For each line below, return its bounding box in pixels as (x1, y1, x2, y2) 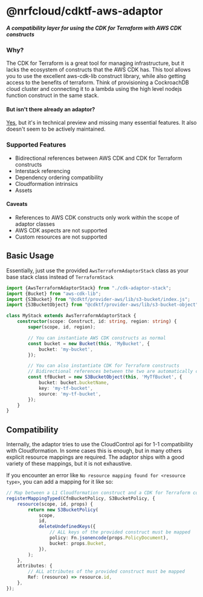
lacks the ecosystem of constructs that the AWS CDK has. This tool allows (6, 66, 191, 73)
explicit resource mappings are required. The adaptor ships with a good (6, 454, 184, 461)
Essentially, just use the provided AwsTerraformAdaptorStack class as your (6, 266, 189, 274)
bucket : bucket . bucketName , (38, 380, 110, 386)
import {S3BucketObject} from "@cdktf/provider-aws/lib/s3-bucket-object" (6, 302, 199, 308)
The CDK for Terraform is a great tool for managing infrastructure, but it (6, 59, 184, 67)
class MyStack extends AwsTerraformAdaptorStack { (6, 313, 137, 319)
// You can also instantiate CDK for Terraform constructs (28, 363, 180, 369)
